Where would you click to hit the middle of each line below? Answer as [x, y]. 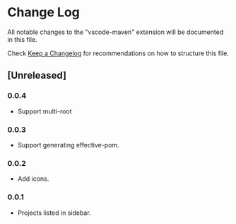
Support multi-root [45, 111]
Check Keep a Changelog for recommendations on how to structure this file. [118, 53]
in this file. [22, 39]
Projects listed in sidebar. [54, 213]
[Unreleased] [37, 75]
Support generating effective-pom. [68, 145]
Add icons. [33, 179]
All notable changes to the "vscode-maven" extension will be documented [116, 32]
